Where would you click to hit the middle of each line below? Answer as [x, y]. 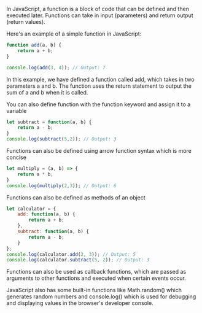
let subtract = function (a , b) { [49, 122]
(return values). [26, 22]
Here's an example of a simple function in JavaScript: [74, 34]
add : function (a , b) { [46, 214]
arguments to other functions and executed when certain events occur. [96, 278]
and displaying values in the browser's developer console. [80, 303]
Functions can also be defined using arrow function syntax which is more [99, 151]
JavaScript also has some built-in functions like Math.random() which [94, 290]
